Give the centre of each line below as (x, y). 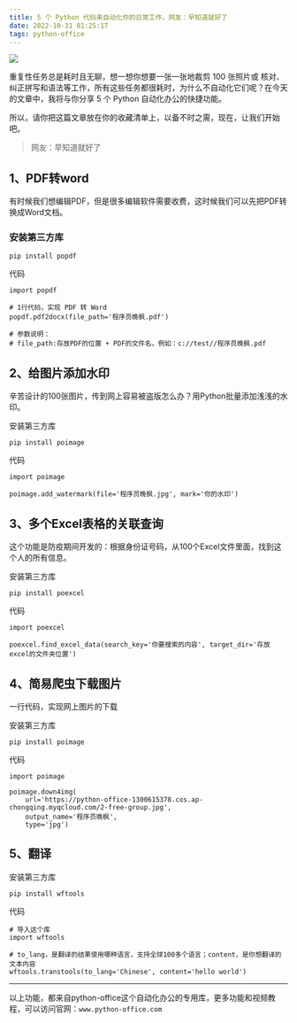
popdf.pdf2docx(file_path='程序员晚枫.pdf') (89, 317)
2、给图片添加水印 (60, 373)
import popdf (33, 291)
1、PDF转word (49, 178)
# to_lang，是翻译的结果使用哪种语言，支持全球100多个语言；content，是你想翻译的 (145, 954)
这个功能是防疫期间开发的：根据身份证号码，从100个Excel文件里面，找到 (141, 546)
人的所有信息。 (44, 558)
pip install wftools (47, 894)
